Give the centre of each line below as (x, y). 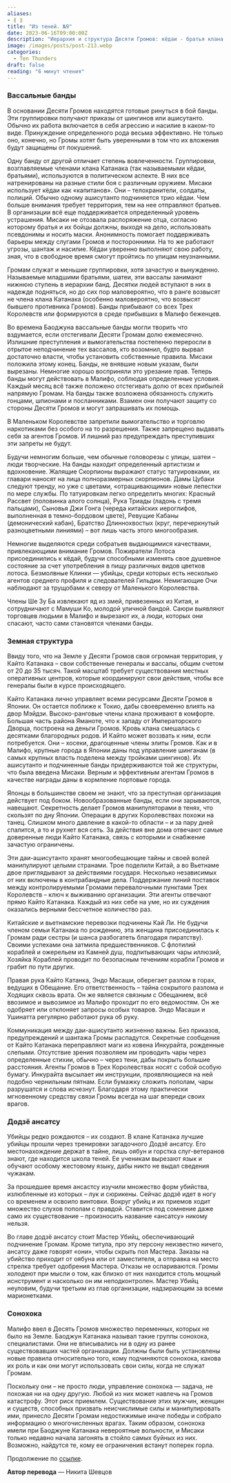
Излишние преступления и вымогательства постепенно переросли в (109, 342)
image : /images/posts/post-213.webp (60, 46)
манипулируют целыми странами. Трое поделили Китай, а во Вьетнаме (113, 866)
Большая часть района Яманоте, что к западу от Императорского (104, 721)
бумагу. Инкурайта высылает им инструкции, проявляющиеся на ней (110, 1074)
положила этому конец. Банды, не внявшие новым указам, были (103, 364)
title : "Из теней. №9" (40, 26)
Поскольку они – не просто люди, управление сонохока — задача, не (110, 1386)
